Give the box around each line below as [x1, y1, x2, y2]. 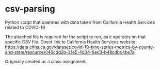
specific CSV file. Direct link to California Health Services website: [5, 39, 137, 44]
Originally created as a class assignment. [5, 58, 87, 64]
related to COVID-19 [5, 24, 45, 30]
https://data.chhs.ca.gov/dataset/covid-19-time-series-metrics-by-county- [5, 44, 155, 50]
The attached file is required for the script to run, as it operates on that [5, 34, 146, 40]
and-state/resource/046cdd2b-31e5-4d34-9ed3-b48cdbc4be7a [5, 49, 135, 55]
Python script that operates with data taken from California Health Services [5, 19, 155, 25]
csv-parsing [5, 3, 55, 14]
